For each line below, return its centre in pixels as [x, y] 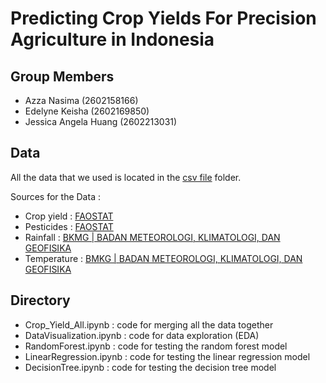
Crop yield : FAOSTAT [69, 216]
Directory [40, 300]
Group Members [62, 76]
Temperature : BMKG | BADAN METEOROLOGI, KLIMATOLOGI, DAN [163, 258]
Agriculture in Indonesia [112, 39]
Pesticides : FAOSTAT [69, 226]
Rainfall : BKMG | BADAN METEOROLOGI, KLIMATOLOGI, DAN [152, 237]
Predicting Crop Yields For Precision [163, 18]
